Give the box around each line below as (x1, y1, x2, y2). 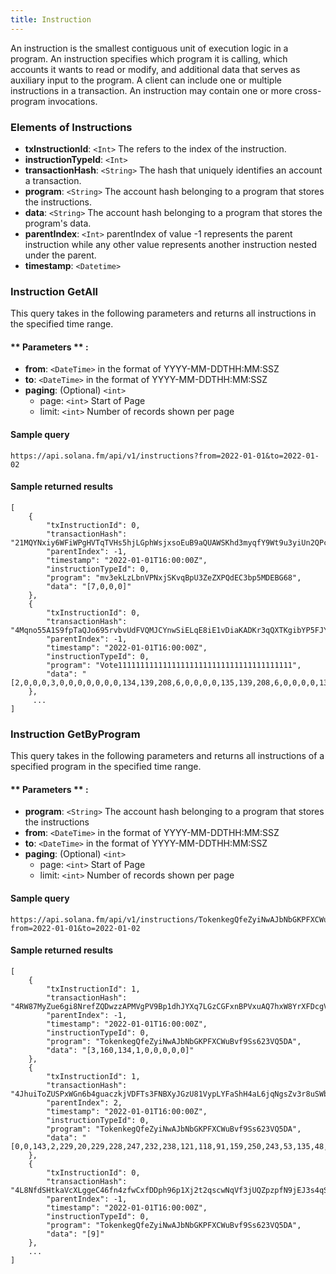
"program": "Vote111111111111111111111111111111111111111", (46, 660, 302, 670)
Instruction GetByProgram (10, 727, 141, 741)
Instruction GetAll (10, 284, 99, 298)
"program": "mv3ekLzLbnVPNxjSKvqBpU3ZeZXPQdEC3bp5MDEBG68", (46, 572, 302, 583)
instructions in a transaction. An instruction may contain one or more (10, 84, 293, 96)
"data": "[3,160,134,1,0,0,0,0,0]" (46, 1045, 195, 1055)
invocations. (47, 95, 98, 107)
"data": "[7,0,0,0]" (46, 581, 132, 591)
